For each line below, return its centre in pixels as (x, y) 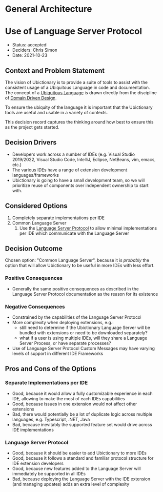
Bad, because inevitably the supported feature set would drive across (82, 424)
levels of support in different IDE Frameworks (58, 353)
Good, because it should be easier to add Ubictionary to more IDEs (79, 453)
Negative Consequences (35, 307)
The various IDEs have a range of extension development (70, 170)
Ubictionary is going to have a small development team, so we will (78, 180)
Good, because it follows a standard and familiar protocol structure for (83, 458)
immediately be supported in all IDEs (49, 473)
